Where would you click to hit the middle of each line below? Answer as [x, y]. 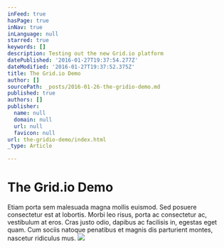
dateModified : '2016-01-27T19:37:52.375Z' [71, 67]
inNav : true [25, 27]
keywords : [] [27, 47]
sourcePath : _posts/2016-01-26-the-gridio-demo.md [84, 87]
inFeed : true [27, 14]
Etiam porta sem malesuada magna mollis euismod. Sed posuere [102, 207]
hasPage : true [28, 21]
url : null [28, 126]
